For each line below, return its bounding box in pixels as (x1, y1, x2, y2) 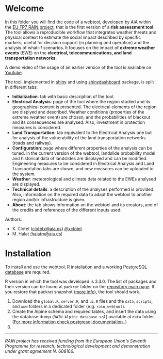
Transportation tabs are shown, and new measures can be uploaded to (12, 165, 154, 171)
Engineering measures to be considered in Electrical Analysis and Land (12, 161, 154, 166)
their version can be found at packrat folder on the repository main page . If (5, 283, 155, 289)
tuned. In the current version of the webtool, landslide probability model (12, 150, 156, 156)
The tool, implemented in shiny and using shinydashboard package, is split (5, 79, 154, 85)
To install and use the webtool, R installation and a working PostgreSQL (5, 264, 147, 270)
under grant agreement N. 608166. (5, 348, 75, 354)
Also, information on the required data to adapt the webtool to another (12, 191, 152, 197)
